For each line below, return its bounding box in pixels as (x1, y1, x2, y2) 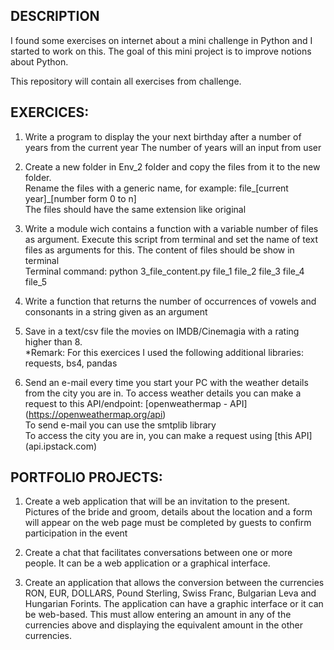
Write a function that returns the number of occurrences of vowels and (24, 295, 317, 307)
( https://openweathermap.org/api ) (24, 408, 167, 420)
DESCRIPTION (10, 8, 100, 25)
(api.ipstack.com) (24, 440, 98, 452)
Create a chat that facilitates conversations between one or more (24, 547, 293, 559)
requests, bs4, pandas (24, 357, 118, 369)
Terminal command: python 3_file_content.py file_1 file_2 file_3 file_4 (24, 265, 305, 277)
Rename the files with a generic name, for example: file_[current (24, 182, 289, 194)
